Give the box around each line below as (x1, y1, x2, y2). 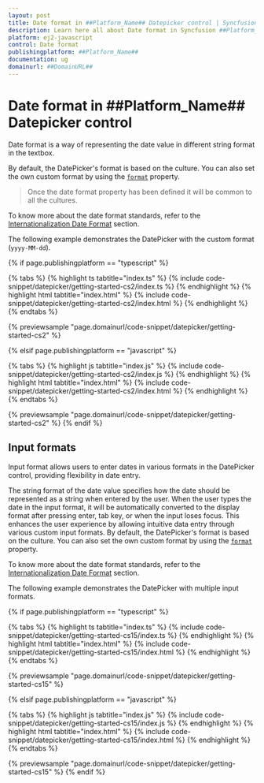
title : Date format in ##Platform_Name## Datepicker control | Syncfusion (8, 19, 258, 27)
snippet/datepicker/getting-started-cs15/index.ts (8, 630, 166, 639)
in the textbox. (8, 147, 55, 158)
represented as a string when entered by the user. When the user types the (8, 494, 251, 503)
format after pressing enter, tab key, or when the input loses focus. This (8, 510, 240, 520)
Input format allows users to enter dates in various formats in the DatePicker (8, 462, 255, 472)
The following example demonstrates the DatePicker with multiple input (8, 583, 240, 592)
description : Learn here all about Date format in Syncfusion (8, 26, 216, 34)
